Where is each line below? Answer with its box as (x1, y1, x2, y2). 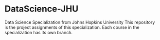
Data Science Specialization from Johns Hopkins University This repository (4, 19, 155, 25)
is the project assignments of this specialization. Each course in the (4, 24, 140, 30)
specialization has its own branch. (4, 29, 73, 35)
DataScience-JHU (4, 3, 79, 14)
